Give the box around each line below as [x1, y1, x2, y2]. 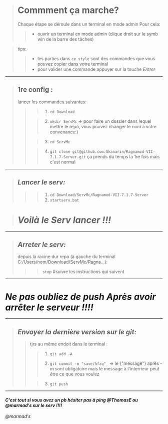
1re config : [17, 85, 53, 94]
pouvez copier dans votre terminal [37, 61, 108, 67]
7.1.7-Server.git [49, 154, 86, 159]
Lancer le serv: [17, 178, 65, 187]
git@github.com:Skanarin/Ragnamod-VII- [72, 149, 155, 154]
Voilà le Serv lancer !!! [17, 214, 111, 226]
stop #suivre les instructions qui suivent [42, 269, 124, 275]
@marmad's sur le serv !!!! [5, 402, 62, 408]
